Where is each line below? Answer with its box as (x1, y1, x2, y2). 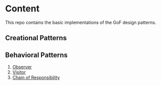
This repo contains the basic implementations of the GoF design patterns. (5, 19, 157, 25)
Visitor (12, 69, 26, 75)
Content (5, 3, 40, 14)
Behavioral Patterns (5, 51, 68, 59)
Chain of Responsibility (12, 75, 60, 81)
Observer (12, 64, 32, 70)
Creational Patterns (5, 34, 67, 42)
